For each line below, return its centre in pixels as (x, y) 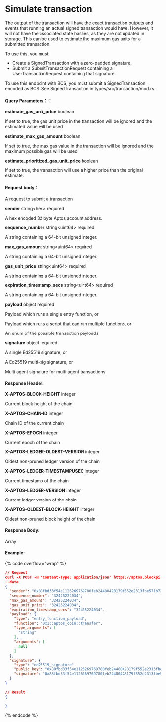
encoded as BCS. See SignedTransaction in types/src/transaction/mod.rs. (80, 88)
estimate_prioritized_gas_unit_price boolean (52, 161)
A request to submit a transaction (39, 199)
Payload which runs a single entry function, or (52, 314)
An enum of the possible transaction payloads (52, 333)
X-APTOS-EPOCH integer (32, 433)
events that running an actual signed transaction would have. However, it (79, 28)
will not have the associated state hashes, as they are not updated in (75, 33)
